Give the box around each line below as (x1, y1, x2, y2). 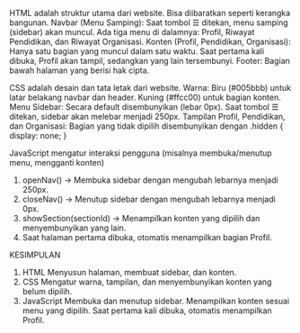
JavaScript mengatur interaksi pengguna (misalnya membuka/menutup (9, 148, 272, 158)
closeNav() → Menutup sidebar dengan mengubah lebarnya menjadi (22, 193, 276, 204)
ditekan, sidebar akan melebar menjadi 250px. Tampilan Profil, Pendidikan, (9, 112, 286, 121)
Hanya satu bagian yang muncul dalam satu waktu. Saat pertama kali (9, 46, 265, 57)
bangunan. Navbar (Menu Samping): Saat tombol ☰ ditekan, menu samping (9, 17, 289, 28)
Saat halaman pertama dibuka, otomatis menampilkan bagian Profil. (22, 232, 272, 242)
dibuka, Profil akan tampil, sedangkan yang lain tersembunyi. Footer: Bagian (9, 56, 290, 66)
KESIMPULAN (9, 249, 61, 260)
